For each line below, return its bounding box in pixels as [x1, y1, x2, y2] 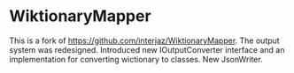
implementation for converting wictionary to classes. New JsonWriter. [9, 54, 263, 64]
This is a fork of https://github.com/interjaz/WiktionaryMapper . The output [9, 35, 281, 46]
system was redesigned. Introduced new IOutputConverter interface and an [9, 44, 285, 55]
